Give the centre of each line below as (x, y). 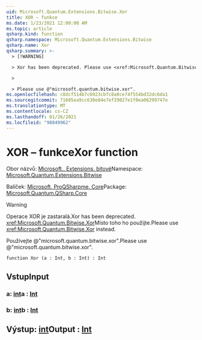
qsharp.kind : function (35, 34)
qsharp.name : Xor (28, 46)
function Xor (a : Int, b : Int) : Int (56, 258)
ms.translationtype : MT (36, 106)
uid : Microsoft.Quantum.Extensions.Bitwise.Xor (67, 12)
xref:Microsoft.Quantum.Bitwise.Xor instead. (61, 229)
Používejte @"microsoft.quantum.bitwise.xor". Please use (77, 241)
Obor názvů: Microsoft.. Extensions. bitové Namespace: (75, 169)
